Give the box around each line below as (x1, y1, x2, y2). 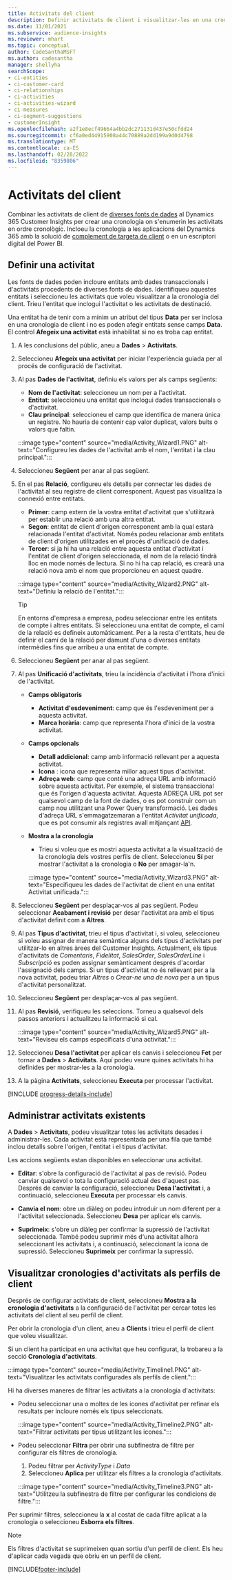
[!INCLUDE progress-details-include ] (8, 1090, 113, 1098)
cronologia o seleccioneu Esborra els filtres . (8, 1518, 135, 1526)
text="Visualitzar (8, 1373, 56, 1381)
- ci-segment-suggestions (8, 112, 82, 119)
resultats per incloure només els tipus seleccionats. (17, 1407, 164, 1415)
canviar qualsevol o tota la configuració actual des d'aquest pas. (17, 1177, 202, 1185)
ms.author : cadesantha (8, 55, 73, 62)
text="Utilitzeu (17, 1490, 59, 1498)
